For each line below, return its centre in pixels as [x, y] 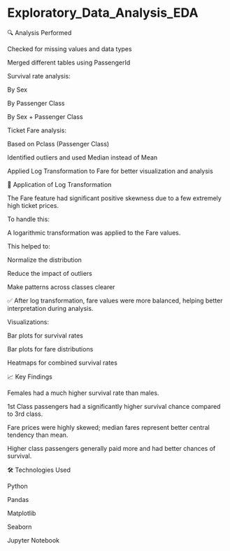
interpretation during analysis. [50, 308]
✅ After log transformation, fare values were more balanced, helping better [115, 300]
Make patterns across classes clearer [61, 287]
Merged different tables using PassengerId [69, 62]
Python [17, 486]
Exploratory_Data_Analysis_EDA [103, 13]
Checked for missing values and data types [70, 49]
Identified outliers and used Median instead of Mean [82, 157]
